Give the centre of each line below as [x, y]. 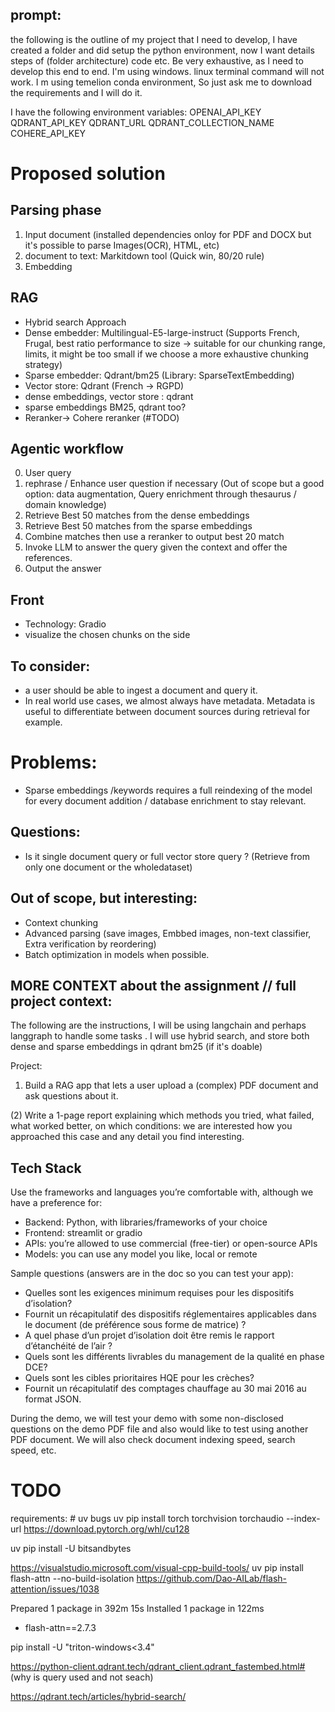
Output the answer [63, 569]
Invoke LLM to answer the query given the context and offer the [156, 547]
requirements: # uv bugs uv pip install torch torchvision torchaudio [147, 1519]
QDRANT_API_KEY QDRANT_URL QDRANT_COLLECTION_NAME [142, 122]
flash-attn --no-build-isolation [72, 1579]
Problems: [54, 762]
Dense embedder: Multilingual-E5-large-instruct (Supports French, [162, 332]
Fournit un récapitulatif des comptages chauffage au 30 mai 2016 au [165, 1389]
